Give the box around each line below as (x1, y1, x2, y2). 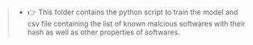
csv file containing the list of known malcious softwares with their (27, 19, 246, 28)
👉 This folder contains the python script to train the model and (27, 7, 238, 17)
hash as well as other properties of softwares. (27, 27, 180, 37)
